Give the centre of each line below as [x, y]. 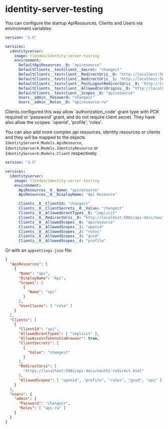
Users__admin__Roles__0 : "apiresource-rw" [63, 102]
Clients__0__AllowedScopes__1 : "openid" [61, 227]
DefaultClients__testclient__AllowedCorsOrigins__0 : [74, 88]
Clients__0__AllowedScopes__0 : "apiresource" [66, 222]
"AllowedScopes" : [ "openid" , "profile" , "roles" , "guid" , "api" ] [90, 380]
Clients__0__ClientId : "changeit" [54, 204]
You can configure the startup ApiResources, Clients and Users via [74, 23]
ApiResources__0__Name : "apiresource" [59, 190]
